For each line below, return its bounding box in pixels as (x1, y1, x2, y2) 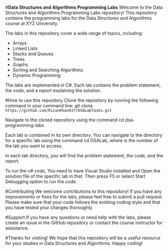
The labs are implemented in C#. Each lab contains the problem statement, (5, 82, 161, 88)
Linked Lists (12, 46, 38, 51)
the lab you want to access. (5, 143, 63, 149)
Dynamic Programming (12, 72, 61, 78)
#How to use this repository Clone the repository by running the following (5, 97, 158, 103)
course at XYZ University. (5, 20, 59, 26)
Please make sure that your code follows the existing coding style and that (5, 199, 160, 205)
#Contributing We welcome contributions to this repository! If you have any (5, 188, 162, 194)
